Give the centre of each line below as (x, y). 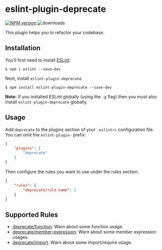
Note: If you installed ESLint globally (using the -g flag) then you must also (81, 96)
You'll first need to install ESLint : (38, 60)
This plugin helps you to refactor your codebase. (55, 32)
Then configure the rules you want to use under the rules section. (72, 172)
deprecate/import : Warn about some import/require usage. (72, 243)
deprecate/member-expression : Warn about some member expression (84, 232)
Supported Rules (32, 215)
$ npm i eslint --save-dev (33, 69)
